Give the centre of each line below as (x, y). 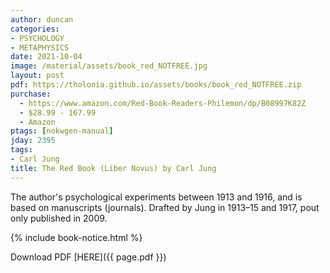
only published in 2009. (59, 218)
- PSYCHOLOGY (37, 38)
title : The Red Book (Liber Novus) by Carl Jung (113, 168)
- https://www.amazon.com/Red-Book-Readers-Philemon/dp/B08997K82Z (163, 103)
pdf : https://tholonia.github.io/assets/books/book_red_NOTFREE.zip (156, 85)
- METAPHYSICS (40, 47)
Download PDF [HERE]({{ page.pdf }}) (88, 257)
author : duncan (42, 19)
